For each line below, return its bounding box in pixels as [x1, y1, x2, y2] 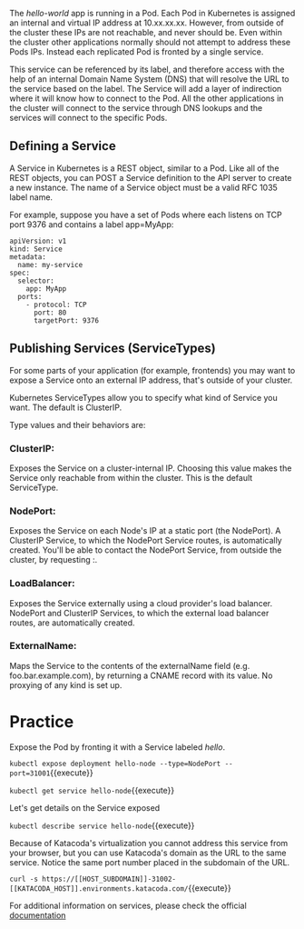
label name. [9, 191, 53, 203]
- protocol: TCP [25, 300, 88, 309]
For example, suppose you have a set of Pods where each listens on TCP [9, 209, 283, 220]
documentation [9, 909, 66, 921]
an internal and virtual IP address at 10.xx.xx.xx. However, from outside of [9, 17, 284, 28]
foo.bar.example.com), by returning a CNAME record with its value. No [9, 670, 273, 681]
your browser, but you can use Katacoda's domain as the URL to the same [9, 847, 287, 858]
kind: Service [9, 245, 64, 254]
